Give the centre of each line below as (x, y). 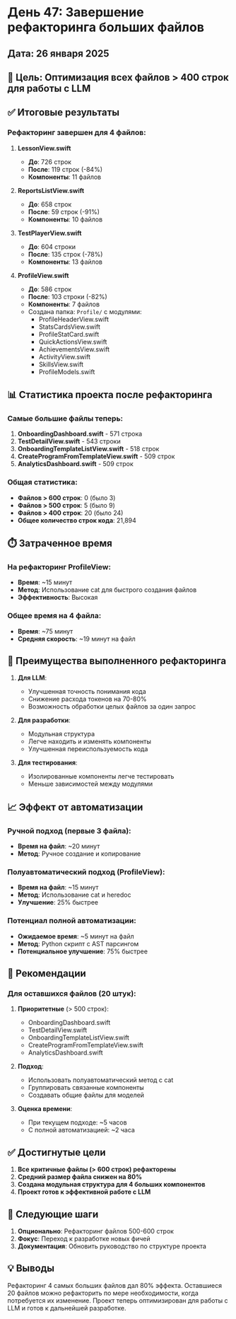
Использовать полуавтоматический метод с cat (101, 1080)
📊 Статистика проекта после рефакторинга (110, 395)
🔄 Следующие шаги (53, 1214)
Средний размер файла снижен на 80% (80, 1177)
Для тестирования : (47, 763)
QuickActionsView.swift (73, 342)
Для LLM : (32, 678)
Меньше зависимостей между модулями (90, 784)
